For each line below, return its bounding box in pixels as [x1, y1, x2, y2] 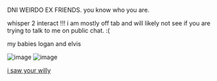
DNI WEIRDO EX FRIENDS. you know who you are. [7, 6, 150, 14]
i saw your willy [7, 67, 52, 74]
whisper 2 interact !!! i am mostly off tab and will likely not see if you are [7, 19, 211, 27]
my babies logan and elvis [7, 40, 81, 47]
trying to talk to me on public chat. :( [7, 27, 110, 34]
